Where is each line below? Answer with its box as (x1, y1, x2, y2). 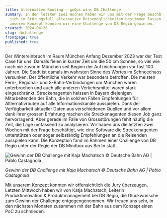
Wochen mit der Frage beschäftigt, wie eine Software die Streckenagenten (5, 127, 158, 133)
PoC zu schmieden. (5, 208, 45, 214)
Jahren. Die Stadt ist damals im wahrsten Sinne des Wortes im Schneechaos (5, 69, 162, 75)
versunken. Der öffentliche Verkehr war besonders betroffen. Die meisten (5, 74, 156, 80)
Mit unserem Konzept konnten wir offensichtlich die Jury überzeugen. (5, 182, 148, 188)
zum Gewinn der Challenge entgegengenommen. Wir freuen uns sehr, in (5, 198, 154, 204)
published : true (5, 40, 39, 45)
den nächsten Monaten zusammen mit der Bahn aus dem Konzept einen (5, 203, 153, 209)
